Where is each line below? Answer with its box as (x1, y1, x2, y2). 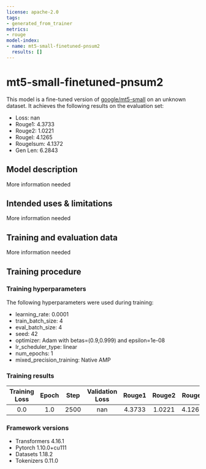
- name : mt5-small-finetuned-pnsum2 (6, 44, 100, 50)
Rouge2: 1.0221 (15, 127, 54, 134)
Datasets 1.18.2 (15, 451, 53, 458)
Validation (86, 387, 118, 396)
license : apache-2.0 (6, 9, 59, 15)
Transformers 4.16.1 (15, 438, 64, 445)
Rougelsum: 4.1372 (15, 140, 63, 147)
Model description (6, 164, 78, 175)
